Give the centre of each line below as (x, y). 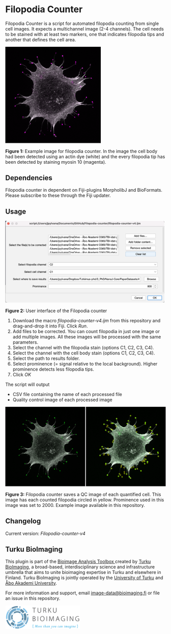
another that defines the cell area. (41, 40)
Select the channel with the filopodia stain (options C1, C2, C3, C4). (83, 347)
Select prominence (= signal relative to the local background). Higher (85, 364)
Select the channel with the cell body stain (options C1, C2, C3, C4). (84, 353)
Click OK (22, 374)
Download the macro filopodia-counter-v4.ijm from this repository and (87, 320)
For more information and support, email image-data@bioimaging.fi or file (83, 593)
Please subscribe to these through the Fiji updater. (58, 195)
